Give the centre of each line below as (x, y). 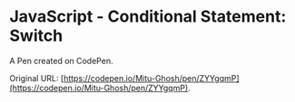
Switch (36, 36)
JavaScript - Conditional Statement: (148, 17)
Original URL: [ (37, 78)
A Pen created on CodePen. (61, 60)
